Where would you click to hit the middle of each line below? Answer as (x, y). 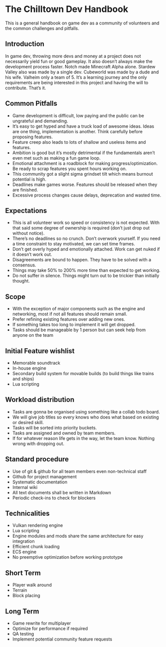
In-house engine (29, 368)
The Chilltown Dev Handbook (67, 9)
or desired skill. (28, 422)
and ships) (23, 379)
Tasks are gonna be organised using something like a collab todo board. (86, 412)
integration (23, 541)
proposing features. (33, 137)
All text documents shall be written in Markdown (62, 492)
